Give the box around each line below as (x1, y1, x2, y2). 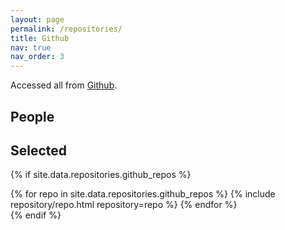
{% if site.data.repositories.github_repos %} (10, 169, 192, 181)
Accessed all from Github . (10, 79, 118, 91)
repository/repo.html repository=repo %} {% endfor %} (10, 199, 238, 211)
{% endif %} (10, 209, 62, 221)
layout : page (10, 14, 65, 25)
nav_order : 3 (10, 52, 65, 62)
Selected (10, 142, 68, 159)
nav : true (10, 42, 52, 53)
